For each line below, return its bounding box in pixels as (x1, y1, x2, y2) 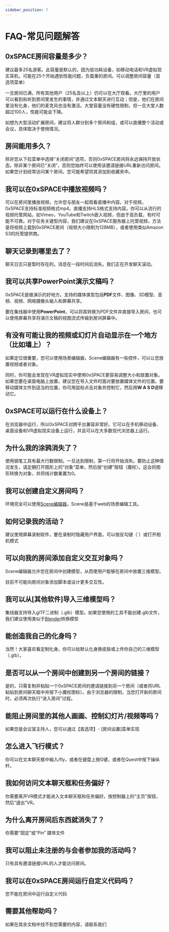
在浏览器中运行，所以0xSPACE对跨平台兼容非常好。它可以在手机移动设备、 (5, 421, 161, 427)
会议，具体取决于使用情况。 (5, 125, 63, 131)
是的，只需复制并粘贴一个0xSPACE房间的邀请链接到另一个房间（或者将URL (5, 683, 161, 689)
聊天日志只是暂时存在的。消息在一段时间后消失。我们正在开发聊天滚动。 (5, 261, 155, 267)
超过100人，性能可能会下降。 (5, 109, 66, 115)
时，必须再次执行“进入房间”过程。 (5, 695, 75, 701)
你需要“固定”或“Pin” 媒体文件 (5, 830, 65, 836)
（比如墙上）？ (5, 340, 52, 349)
